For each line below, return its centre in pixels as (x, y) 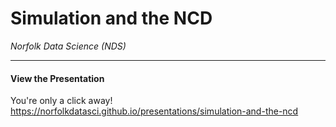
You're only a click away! (61, 101)
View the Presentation (57, 78)
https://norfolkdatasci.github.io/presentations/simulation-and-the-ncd (154, 111)
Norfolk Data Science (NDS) (68, 46)
